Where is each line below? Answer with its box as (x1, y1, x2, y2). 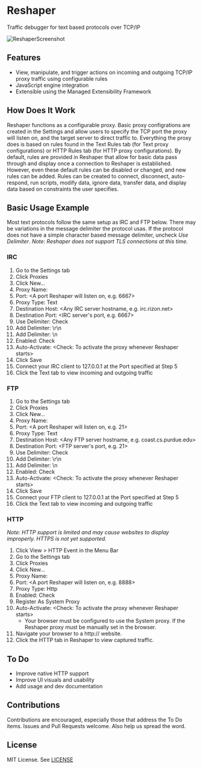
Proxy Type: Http (15, 585, 58, 593)
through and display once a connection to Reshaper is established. (7, 160, 172, 167)
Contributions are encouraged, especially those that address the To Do (7, 716, 183, 723)
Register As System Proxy (15, 598, 80, 605)
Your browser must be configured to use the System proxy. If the (24, 617, 185, 624)
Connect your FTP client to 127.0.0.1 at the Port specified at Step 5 (15, 493, 179, 500)
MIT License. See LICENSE (7, 756, 74, 763)
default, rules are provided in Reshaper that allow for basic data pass (7, 153, 177, 160)
